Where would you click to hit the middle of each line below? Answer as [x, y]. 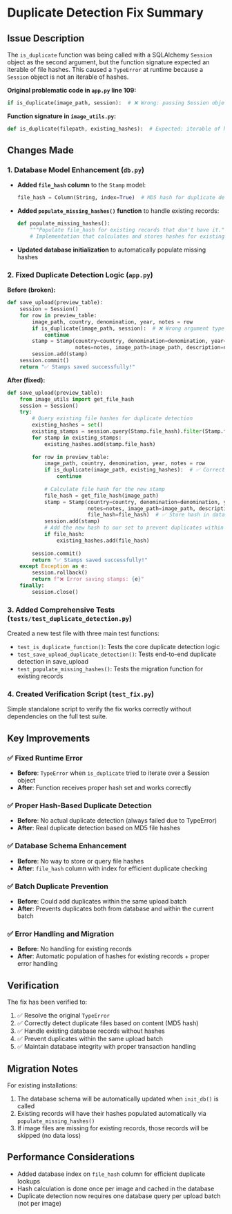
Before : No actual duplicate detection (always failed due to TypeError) [117, 821]
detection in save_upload [52, 662]
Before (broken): [31, 290]
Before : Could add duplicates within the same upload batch [102, 902]
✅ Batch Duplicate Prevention [58, 886]
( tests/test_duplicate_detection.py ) [70, 618]
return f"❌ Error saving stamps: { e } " [88, 579]
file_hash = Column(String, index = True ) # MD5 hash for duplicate [116, 198]
